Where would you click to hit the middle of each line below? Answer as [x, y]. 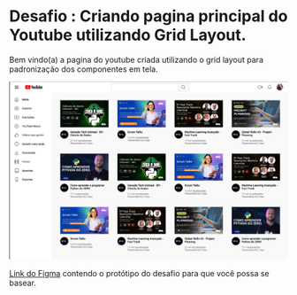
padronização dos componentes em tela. [84, 69]
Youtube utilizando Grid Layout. [128, 35]
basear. [23, 283]
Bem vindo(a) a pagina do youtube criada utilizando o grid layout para [136, 59]
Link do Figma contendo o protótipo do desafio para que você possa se [139, 274]
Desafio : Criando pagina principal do [148, 16]
